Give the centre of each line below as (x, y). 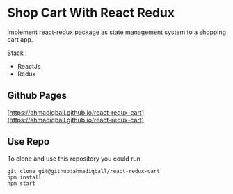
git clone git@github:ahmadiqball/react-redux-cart (83, 171)
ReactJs (29, 66)
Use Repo (29, 142)
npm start (22, 183)
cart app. (20, 39)
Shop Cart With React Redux (91, 13)
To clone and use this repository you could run (74, 159)
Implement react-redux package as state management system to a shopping (117, 32)
